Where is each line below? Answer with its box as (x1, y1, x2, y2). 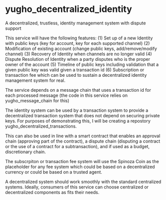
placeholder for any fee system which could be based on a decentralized (5, 164, 156, 170)
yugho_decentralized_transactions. (5, 123, 77, 129)
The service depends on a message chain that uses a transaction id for (5, 87, 151, 93)
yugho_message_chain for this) (5, 97, 70, 103)
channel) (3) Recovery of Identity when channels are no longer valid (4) (5, 51, 152, 57)
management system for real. (5, 77, 66, 83)
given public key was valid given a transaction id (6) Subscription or (5, 66, 145, 73)
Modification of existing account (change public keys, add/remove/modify (5, 45, 157, 51)
